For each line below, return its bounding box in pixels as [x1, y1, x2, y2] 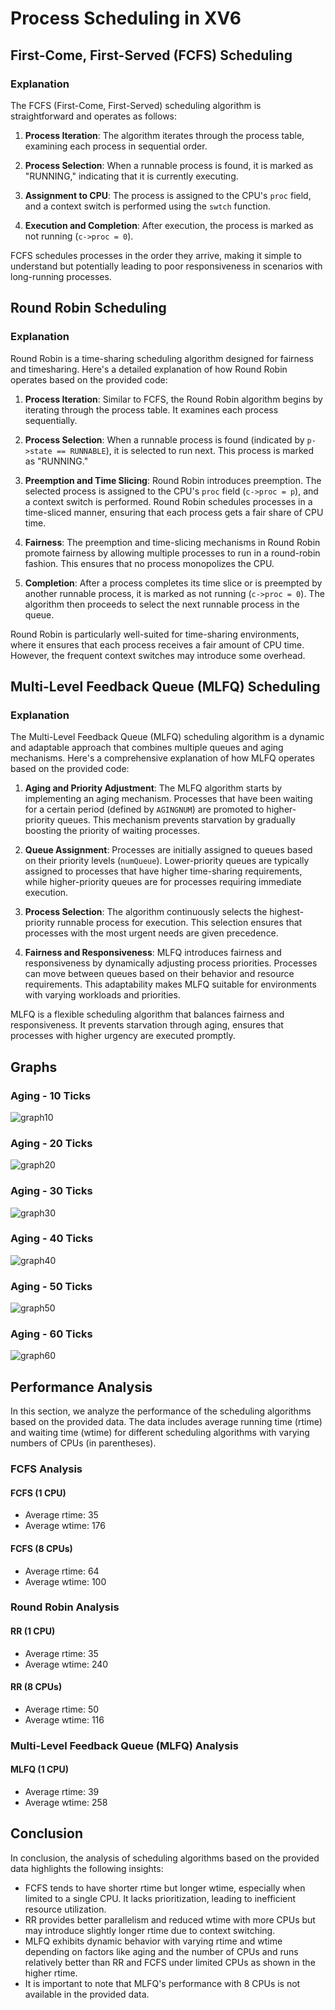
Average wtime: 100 [24, 1575, 107, 1587]
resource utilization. [24, 1903, 107, 1915]
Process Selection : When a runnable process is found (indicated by [24, 433, 305, 446]
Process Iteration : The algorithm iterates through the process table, [24, 129, 305, 141]
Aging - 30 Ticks [10, 1184, 93, 1198]
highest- [269, 906, 305, 918]
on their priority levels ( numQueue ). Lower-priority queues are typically [24, 855, 310, 867]
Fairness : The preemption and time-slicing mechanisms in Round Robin [24, 536, 321, 548]
